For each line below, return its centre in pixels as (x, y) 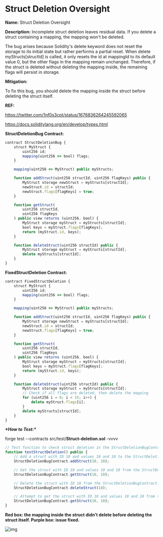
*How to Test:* (21, 429)
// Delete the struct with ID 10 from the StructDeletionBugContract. (87, 483)
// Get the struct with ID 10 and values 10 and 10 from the (77, 470)
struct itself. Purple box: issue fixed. (42, 520)
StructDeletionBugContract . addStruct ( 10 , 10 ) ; (62, 461)
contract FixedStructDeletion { (38, 281)
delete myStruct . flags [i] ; (58, 402)
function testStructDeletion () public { (47, 452)
